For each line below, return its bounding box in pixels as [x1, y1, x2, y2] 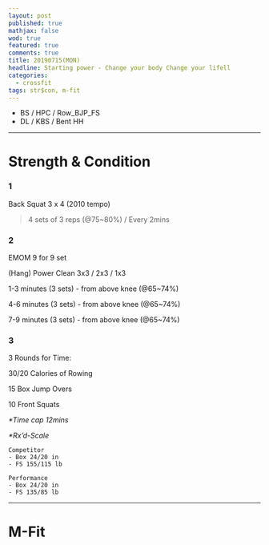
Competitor [8, 446, 45, 454]
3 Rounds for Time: [8, 353, 72, 363]
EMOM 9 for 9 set [8, 253, 67, 263]
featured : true [8, 42, 59, 50]
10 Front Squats [8, 400, 60, 410]
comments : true [8, 49, 59, 57]
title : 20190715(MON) [8, 57, 81, 65]
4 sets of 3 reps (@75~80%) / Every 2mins [27, 214, 170, 224]
